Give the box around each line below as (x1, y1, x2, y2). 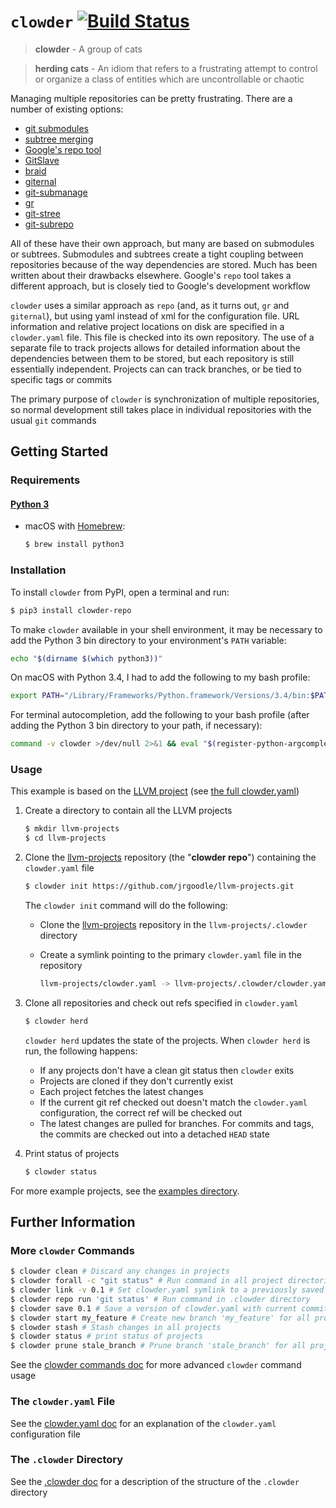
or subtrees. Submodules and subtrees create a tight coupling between (10, 248, 304, 260)
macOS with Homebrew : (24, 520, 126, 532)
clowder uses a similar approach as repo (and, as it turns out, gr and (10, 299, 290, 311)
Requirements (10, 473, 81, 487)
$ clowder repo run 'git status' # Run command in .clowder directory (10, 1294, 311, 1304)
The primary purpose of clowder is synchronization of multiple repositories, (10, 393, 320, 405)
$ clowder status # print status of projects (10, 1331, 203, 1342)
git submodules (24, 122, 89, 134)
